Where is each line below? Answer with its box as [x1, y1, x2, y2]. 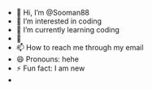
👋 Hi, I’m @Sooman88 [15, 8, 90, 17]
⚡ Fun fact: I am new [15, 63, 85, 73]
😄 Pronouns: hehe [15, 54, 80, 64]
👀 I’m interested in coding [15, 16, 102, 26]
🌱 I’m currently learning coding [15, 25, 120, 34]
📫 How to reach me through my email [15, 43, 144, 52]
